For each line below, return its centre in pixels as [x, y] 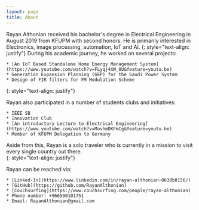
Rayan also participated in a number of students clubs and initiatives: [91, 102]
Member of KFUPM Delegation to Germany [61, 134]
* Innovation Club [29, 118]
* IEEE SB [19, 113]
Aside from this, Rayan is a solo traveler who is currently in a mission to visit [99, 145]
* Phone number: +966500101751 [45, 196]
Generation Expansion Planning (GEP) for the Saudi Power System [95, 74]
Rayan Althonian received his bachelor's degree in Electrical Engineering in [99, 34]
